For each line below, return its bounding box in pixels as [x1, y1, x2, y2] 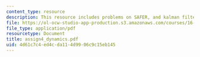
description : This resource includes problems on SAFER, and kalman [6, 14, 180, 20]
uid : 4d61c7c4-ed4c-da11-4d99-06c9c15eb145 [6, 42, 116, 48]
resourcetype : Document [6, 31, 65, 37]
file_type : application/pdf [6, 25, 76, 31]
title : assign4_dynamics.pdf [6, 36, 79, 42]
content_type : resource [6, 8, 65, 15]
